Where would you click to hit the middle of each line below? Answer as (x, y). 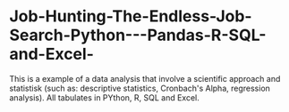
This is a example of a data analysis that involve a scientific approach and (145, 78)
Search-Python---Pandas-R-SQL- (138, 35)
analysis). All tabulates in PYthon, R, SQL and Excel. (104, 97)
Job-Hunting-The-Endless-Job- (131, 16)
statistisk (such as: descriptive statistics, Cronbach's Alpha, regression (140, 88)
